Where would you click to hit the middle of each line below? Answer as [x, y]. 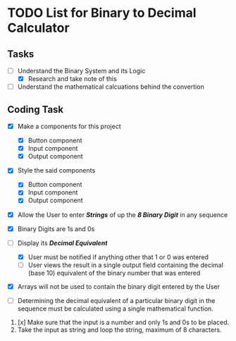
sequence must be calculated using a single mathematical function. [115, 309]
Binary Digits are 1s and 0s [56, 229]
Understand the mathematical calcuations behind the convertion [111, 87]
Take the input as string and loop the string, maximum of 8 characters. [119, 330]
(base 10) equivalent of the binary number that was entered [114, 273]
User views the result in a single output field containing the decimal [126, 265]
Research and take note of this [73, 79]
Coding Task [36, 110]
